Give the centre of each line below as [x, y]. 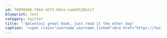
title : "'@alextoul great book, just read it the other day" [70, 23]
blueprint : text [22, 14]
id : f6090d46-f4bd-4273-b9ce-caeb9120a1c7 [50, 10]
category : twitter [24, 19]
